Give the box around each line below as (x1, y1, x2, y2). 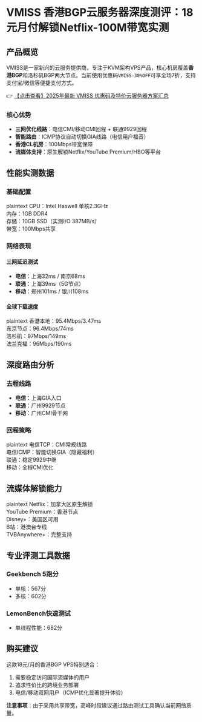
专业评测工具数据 (6, 550, 70, 561)
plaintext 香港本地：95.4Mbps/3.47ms (6, 317, 102, 325)
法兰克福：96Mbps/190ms (6, 340, 72, 348)
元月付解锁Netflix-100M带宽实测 (6, 21, 169, 35)
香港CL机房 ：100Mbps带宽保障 (15, 141, 93, 148)
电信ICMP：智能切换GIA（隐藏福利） (6, 448, 98, 456)
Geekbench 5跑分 (6, 570, 59, 578)
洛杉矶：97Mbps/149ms (6, 332, 67, 340)
